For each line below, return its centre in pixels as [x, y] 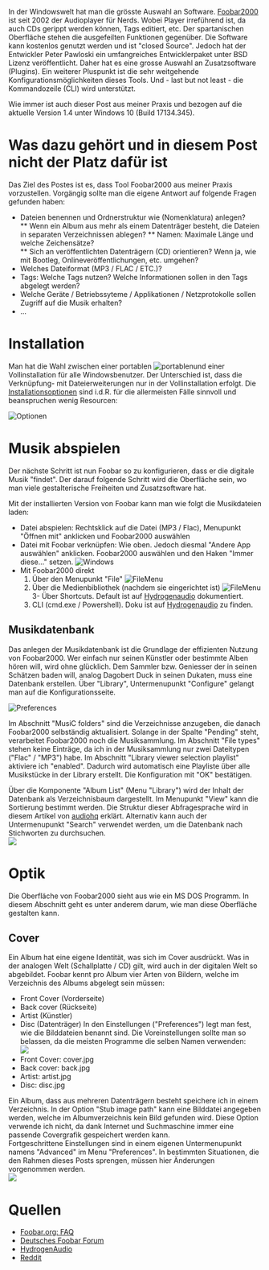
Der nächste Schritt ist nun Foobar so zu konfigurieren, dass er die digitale [131, 471]
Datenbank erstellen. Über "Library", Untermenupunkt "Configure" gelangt [131, 683]
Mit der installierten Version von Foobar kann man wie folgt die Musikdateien [135, 503]
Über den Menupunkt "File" [77, 579]
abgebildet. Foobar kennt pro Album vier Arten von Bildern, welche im [124, 975]
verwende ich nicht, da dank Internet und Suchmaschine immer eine [121, 1127]
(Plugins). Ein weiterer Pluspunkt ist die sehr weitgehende [104, 71]
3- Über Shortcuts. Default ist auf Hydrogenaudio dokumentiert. [138, 596]
